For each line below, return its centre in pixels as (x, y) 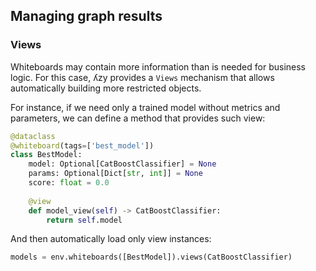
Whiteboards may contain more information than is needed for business (158, 66)
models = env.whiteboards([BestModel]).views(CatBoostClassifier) (151, 257)
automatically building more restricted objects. (106, 88)
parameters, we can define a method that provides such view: (138, 118)
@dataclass (33, 136)
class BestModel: (46, 155)
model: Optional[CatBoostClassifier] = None (122, 164)
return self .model (84, 220)
